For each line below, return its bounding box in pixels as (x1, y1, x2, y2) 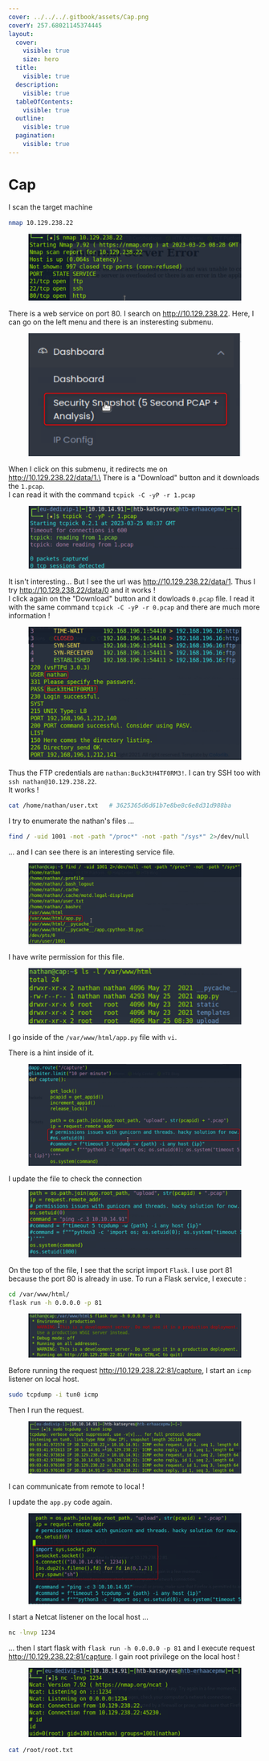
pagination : (15, 132, 56, 140)
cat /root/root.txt (8, 1747, 74, 1755)
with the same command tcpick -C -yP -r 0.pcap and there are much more (8, 602, 260, 612)
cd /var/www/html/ (8, 1290, 70, 1298)
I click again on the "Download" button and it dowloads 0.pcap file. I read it (8, 593, 255, 603)
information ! (8, 610, 51, 620)
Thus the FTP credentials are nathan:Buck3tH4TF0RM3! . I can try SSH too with (8, 768, 261, 777)
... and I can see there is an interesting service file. (8, 847, 175, 857)
